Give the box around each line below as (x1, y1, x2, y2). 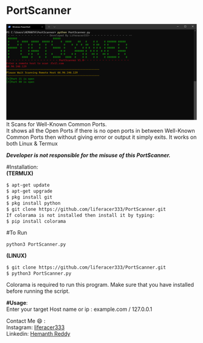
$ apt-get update (6, 182, 50, 188)
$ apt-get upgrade (6, 188, 53, 194)
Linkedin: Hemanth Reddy (6, 330, 71, 337)
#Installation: (6, 163, 39, 170)
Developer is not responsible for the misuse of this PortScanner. (6, 152, 171, 159)
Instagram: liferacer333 (6, 324, 65, 331)
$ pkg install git (6, 194, 53, 200)
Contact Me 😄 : (6, 317, 46, 324)
